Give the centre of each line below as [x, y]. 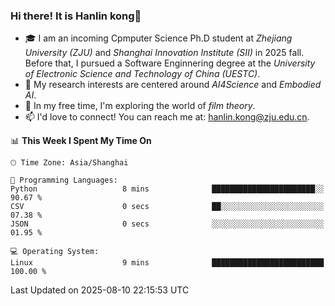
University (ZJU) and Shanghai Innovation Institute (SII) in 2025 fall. [164, 53]
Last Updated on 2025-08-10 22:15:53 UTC [100, 290]
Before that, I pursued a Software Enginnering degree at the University [170, 63]
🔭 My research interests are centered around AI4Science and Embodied [173, 85]
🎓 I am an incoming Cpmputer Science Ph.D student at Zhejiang [158, 38]
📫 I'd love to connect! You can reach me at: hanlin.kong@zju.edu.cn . [167, 117]
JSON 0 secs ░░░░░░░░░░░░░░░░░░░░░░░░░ [167, 224]
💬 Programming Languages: [64, 180]
